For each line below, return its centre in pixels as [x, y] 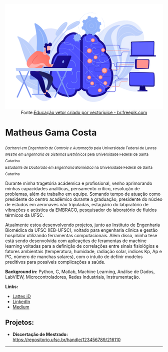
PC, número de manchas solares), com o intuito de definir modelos [74, 257]
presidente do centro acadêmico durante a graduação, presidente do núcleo [84, 199]
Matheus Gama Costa [51, 133]
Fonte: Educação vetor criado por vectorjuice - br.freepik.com [84, 112]
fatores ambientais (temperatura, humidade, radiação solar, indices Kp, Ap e [84, 251]
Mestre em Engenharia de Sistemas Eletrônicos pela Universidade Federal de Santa [77, 155]
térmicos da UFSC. [24, 215]
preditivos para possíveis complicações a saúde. [55, 262]
